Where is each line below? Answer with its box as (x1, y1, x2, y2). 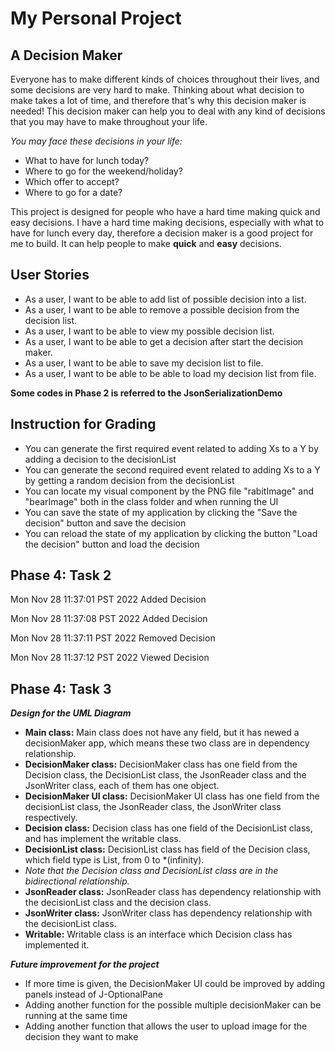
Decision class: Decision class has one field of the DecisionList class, (24, 822, 313, 834)
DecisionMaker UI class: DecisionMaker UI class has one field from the (24, 790, 320, 802)
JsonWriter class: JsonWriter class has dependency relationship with (24, 907, 313, 919)
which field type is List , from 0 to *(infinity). (24, 854, 205, 866)
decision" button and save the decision (24, 517, 187, 529)
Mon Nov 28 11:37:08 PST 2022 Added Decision (10, 613, 208, 625)
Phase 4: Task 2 (10, 567, 112, 584)
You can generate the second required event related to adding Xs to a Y (24, 463, 321, 476)
